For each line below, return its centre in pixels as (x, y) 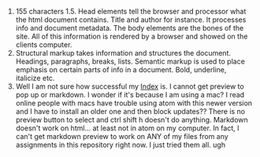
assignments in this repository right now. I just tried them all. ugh (121, 145)
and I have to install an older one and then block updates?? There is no (130, 111)
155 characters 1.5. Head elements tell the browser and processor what (131, 11)
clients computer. (44, 45)
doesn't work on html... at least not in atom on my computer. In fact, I (127, 128)
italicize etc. (35, 78)
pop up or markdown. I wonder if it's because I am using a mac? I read (130, 95)
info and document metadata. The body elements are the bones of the (130, 28)
